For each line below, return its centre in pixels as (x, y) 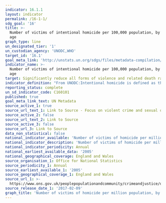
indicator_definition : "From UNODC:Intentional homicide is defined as (80, 83)
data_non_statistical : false (35, 134)
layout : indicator (24, 14)
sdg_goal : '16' (21, 23)
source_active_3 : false (30, 124)
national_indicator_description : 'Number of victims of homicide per (78, 143)
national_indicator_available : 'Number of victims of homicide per (76, 138)
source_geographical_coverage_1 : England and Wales (59, 175)
